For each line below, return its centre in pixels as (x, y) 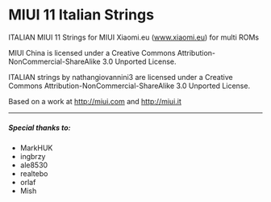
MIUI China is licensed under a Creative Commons (92, 53)
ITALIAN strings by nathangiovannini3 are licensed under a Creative (121, 77)
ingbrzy (33, 156)
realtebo (34, 173)
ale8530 (34, 165)
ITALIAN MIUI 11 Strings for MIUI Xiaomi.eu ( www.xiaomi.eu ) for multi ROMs (134, 37)
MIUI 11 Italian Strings (81, 15)
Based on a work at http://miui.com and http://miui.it (95, 101)
